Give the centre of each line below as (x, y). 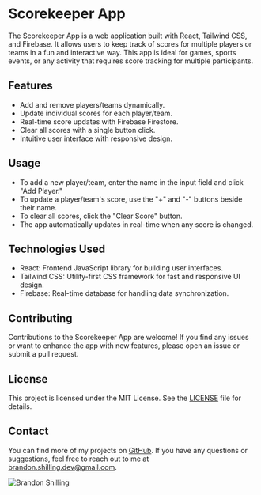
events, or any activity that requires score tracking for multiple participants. (131, 61)
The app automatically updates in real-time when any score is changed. (136, 224)
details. (20, 406)
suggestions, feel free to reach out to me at (79, 459)
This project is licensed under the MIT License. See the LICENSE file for (125, 398)
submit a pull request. (43, 354)
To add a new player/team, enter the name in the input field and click (131, 182)
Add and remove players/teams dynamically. (92, 104)
